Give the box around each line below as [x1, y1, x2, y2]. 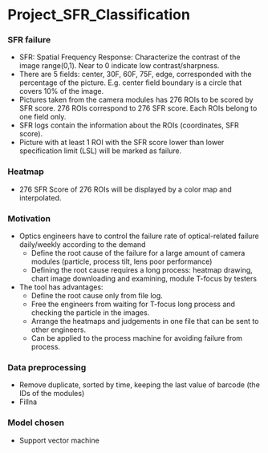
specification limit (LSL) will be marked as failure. [18, 146, 182, 156]
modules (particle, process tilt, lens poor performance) [30, 257, 213, 266]
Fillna [18, 397, 38, 406]
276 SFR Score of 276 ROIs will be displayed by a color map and [18, 184, 232, 194]
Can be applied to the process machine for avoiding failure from [30, 334, 242, 343]
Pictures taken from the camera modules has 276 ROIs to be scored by [18, 95, 254, 105]
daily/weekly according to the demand [18, 240, 146, 249]
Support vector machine [18, 435, 99, 445]
